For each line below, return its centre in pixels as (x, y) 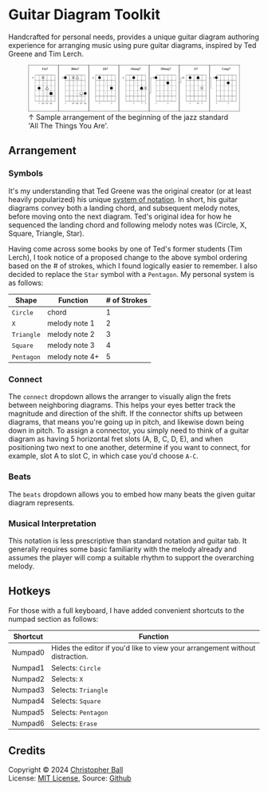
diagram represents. (41, 502)
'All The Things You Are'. (69, 126)
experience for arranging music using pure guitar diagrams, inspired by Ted (132, 45)
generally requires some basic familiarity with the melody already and (122, 549)
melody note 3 (71, 346)
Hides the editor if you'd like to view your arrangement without (154, 648)
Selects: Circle (76, 667)
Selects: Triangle (80, 690)
